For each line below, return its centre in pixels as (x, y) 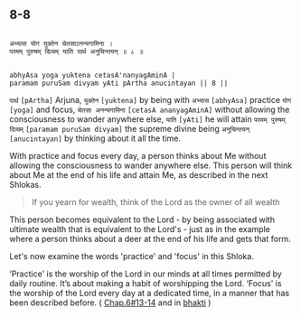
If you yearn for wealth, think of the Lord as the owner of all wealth (155, 201)
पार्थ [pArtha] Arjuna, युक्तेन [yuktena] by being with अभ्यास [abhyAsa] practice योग (150, 99)
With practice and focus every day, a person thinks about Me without (138, 155)
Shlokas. (26, 184)
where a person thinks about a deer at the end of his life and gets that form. (150, 238)
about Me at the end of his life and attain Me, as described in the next (139, 174)
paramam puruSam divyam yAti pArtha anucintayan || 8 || (119, 83)
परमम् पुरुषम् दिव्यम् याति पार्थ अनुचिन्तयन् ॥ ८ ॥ (76, 51)
